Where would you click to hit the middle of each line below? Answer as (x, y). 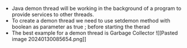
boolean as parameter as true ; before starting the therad (81, 27)
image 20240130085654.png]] (49, 39)
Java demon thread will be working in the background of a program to (96, 8)
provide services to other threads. (53, 14)
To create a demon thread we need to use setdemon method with (91, 21)
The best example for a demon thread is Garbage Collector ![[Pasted (95, 33)
